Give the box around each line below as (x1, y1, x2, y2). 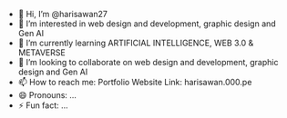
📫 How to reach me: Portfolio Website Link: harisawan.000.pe (17, 77, 252, 87)
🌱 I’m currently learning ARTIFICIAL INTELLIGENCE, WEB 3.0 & (17, 37, 254, 48)
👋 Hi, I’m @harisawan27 (17, 9, 108, 19)
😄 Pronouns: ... (17, 90, 77, 100)
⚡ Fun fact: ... (17, 100, 68, 111)
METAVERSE (17, 47, 66, 58)
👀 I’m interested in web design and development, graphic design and (17, 18, 276, 29)
